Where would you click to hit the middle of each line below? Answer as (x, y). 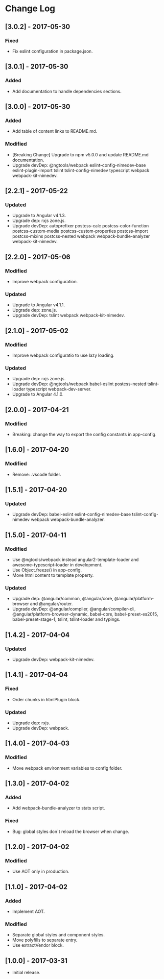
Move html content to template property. (53, 575)
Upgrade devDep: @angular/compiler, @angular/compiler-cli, (74, 609)
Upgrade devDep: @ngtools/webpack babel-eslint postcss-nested (79, 384)
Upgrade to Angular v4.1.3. (39, 216)
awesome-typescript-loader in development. (57, 564)
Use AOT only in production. (41, 871)
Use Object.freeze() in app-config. (47, 570)
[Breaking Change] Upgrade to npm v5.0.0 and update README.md (80, 154)
